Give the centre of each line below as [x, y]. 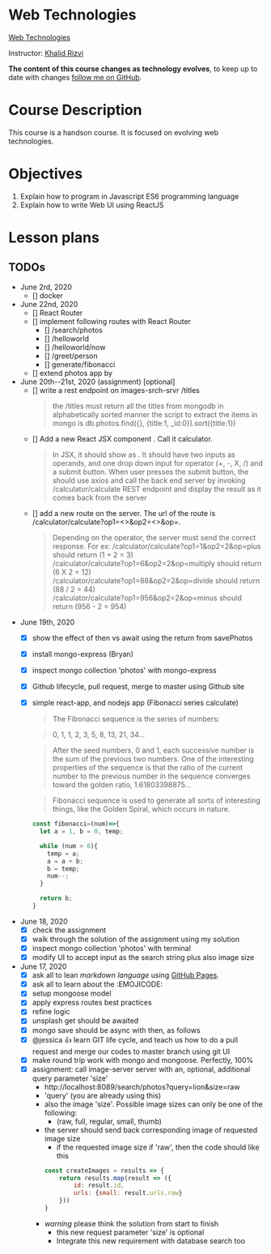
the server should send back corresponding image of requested [151, 1130]
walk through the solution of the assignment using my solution [136, 939]
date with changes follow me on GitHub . [75, 77]
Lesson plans [54, 237]
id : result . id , [99, 1186]
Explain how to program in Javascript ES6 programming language [129, 196]
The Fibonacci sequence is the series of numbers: [136, 719]
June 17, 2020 [43, 966]
